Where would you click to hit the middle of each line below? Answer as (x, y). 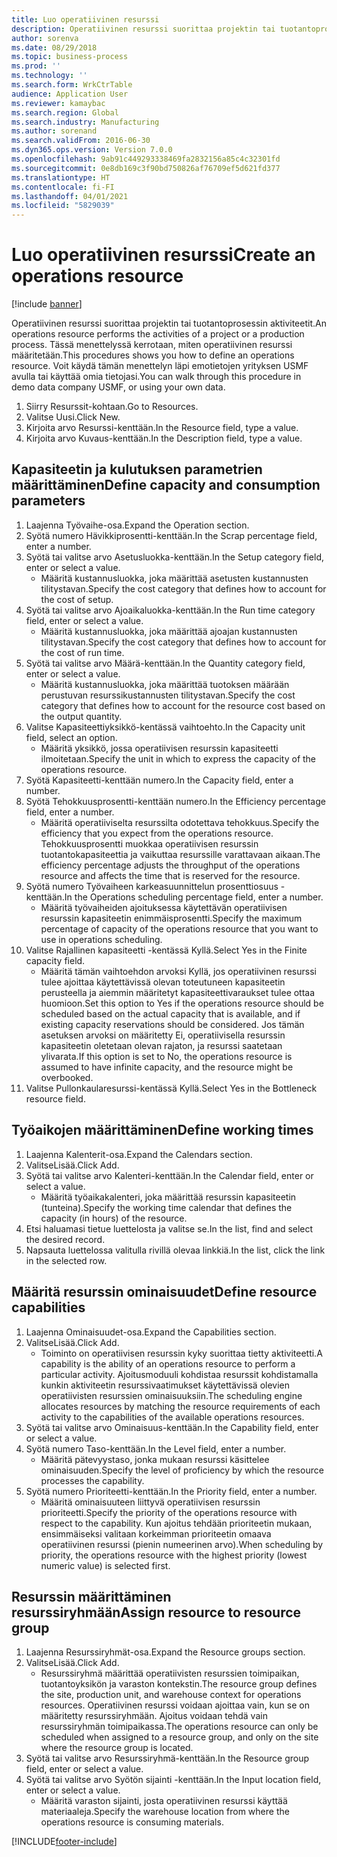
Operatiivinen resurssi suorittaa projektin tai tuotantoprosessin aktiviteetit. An (169, 323)
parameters (48, 501)
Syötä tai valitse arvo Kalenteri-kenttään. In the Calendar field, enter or (169, 1175)
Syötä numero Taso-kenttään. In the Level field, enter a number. (156, 1448)
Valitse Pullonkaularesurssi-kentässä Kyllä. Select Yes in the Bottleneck (171, 1088)
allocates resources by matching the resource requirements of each (180, 1406)
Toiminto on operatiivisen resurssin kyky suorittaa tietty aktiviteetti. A (181, 1353)
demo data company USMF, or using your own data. (118, 387)
